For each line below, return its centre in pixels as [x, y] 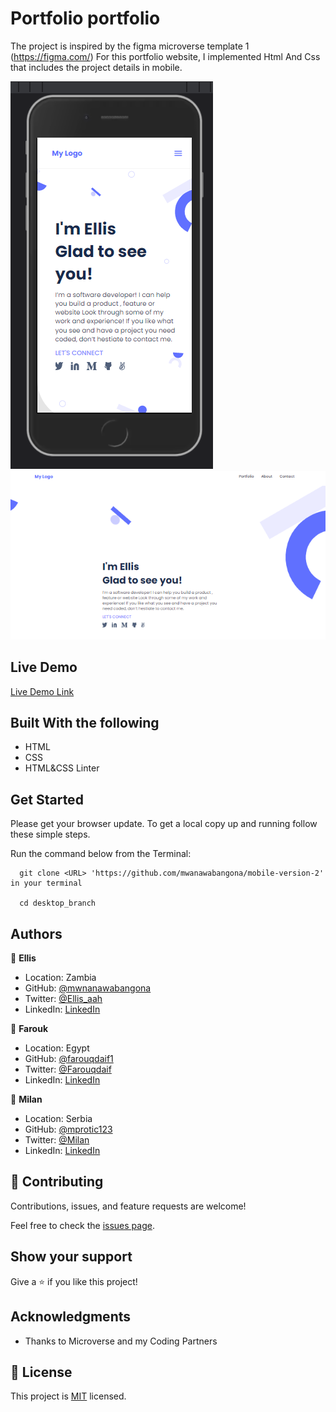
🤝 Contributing [57, 1182]
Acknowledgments [71, 1317]
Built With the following [85, 723]
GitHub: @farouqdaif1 [69, 1059]
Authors [36, 933]
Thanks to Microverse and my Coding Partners [121, 1341]
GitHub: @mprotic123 [68, 1129]
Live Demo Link [42, 691]
